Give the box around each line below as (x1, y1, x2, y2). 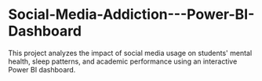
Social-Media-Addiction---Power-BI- (8, 6, 255, 24)
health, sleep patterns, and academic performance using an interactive (8, 57, 238, 66)
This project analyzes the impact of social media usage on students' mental (8, 48, 253, 57)
